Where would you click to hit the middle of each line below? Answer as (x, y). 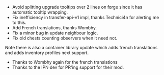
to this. (19, 22)
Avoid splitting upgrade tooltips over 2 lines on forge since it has (77, 7)
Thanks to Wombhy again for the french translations (65, 62)
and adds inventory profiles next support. (47, 53)
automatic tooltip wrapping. (40, 12)
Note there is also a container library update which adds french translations (82, 47)
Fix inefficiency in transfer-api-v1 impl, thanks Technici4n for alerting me (85, 17)
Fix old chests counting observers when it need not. (65, 38)
